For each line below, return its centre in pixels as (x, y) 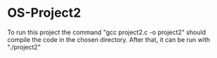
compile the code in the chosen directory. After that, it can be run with (109, 39)
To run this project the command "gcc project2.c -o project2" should (106, 32)
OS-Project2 (44, 13)
